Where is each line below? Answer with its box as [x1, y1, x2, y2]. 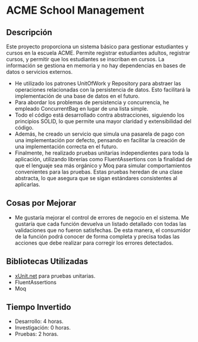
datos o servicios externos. [6, 68, 73, 75]
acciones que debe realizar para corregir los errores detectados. [14, 239, 174, 246]
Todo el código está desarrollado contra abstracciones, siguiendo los [14, 111, 185, 118]
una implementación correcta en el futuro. [14, 143, 118, 150]
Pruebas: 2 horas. [14, 331, 59, 338]
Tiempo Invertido [6, 302, 71, 312]
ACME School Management [6, 4, 144, 17]
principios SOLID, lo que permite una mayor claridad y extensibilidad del [14, 118, 191, 125]
